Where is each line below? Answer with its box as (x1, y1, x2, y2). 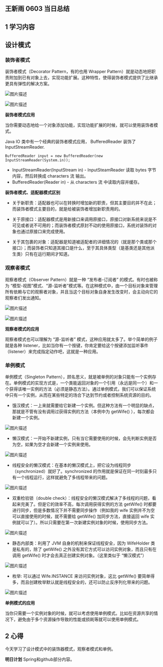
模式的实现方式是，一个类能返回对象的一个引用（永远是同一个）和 (21, 380, 154, 386)
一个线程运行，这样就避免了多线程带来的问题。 (16, 474, 110, 480)
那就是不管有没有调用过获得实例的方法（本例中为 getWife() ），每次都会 (12, 409, 155, 414)
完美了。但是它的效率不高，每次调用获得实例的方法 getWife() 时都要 (20, 501, 157, 507)
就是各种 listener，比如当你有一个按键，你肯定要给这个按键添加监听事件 (5, 342, 149, 348)
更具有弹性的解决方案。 (5, 81, 52, 87)
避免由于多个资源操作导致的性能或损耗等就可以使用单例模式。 (17, 616, 141, 623)
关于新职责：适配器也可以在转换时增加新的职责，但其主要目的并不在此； (12, 200, 157, 206)
